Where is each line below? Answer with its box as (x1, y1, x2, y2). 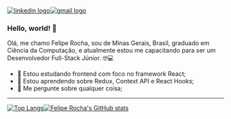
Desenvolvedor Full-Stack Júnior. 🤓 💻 (7, 54, 114, 62)
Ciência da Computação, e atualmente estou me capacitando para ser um (7, 47, 217, 55)
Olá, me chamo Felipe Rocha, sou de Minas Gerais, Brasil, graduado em (7, 39, 210, 47)
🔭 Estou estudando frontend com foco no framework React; (16, 70, 186, 78)
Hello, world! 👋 (7, 23, 57, 33)
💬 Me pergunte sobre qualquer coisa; (16, 84, 123, 92)
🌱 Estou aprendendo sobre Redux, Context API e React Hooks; (16, 77, 195, 85)
